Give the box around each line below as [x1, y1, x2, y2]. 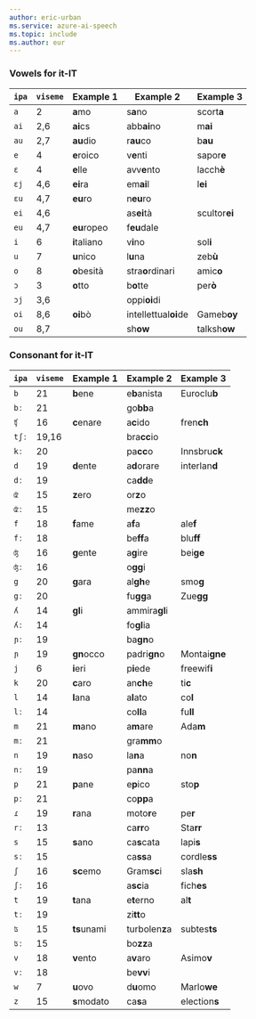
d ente [72, 460, 97, 472]
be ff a [126, 532, 149, 544]
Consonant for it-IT [9, 349, 94, 362]
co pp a [126, 792, 154, 804]
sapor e [196, 149, 227, 161]
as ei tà [126, 207, 153, 219]
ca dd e [126, 474, 154, 486]
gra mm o [126, 734, 163, 746]
